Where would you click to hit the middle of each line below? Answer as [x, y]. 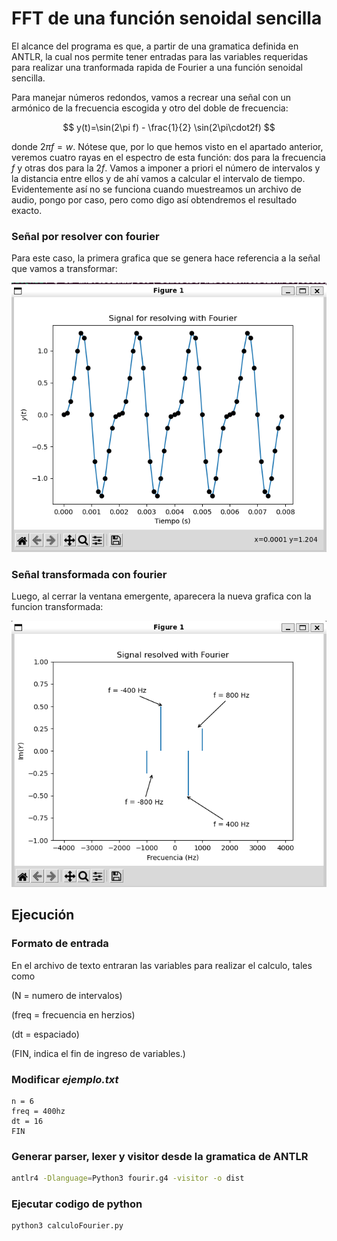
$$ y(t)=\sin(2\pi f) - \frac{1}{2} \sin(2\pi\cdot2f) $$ [169, 127]
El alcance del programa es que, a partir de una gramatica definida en [155, 46]
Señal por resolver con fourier [85, 236]
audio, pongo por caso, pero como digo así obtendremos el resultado [154, 199]
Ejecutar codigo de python [77, 1204]
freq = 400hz [38, 1111]
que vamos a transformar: [64, 269]
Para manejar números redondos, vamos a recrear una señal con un [151, 97]
